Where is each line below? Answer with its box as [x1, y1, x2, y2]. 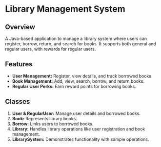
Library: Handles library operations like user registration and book [12, 126, 145, 132]
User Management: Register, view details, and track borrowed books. [12, 73, 153, 79]
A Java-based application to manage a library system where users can [5, 36, 147, 41]
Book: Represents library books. [12, 115, 77, 121]
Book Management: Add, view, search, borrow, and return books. [12, 78, 145, 84]
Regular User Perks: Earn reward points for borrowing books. [12, 83, 137, 89]
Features [5, 60, 33, 69]
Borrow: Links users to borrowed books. [12, 121, 94, 127]
